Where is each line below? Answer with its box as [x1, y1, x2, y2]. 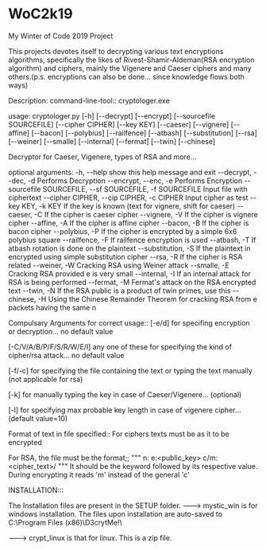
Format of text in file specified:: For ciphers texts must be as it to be [8, 429, 229, 439]
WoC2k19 [8, 5, 73, 23]
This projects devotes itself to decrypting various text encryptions [8, 46, 224, 56]
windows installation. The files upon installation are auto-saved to [8, 509, 223, 518]
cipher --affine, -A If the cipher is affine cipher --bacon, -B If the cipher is [8, 218, 249, 228]
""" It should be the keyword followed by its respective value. [58, 461, 258, 470]
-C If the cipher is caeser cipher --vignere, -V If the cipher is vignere [34, 209, 258, 219]
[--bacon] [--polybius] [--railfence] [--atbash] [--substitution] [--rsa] [31, 128, 258, 138]
